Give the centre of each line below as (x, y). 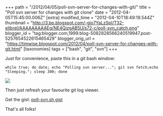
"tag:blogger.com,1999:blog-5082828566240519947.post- (92, 33)
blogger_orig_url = (76, 38)
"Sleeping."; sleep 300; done (36, 72)
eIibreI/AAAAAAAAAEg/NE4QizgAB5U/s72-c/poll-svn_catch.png (71, 28)
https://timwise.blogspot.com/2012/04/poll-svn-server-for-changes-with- (83, 43)
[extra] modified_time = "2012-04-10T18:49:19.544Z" (100, 17)
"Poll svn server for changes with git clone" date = (56, 12)
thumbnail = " (19, 23)
